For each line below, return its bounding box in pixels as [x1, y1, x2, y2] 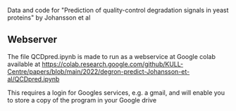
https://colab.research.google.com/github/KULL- [42, 60, 184, 68]
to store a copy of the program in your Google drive [7, 96, 157, 104]
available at [7, 60, 41, 68]
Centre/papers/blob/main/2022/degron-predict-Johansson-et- [7, 67, 190, 76]
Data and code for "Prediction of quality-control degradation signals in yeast [7, 6, 229, 14]
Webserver [7, 34, 58, 46]
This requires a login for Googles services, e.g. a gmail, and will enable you [7, 88, 225, 97]
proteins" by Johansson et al [7, 13, 91, 22]
